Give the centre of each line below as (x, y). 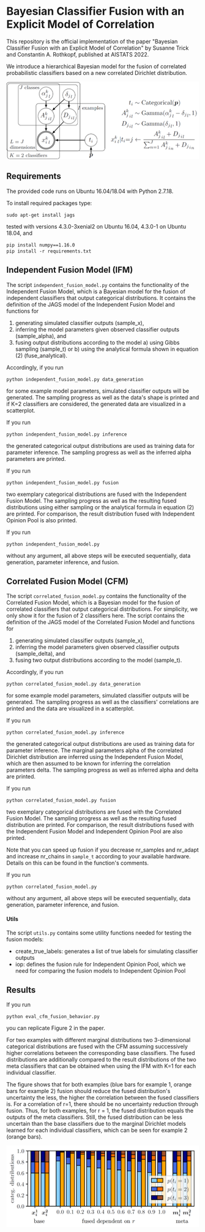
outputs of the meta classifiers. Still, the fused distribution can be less (94, 1117)
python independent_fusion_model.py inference (67, 434)
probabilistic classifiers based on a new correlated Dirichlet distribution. (97, 73)
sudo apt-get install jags (41, 215)
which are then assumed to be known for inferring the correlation (88, 764)
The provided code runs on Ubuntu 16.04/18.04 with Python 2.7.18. (90, 191)
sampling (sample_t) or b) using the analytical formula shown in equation (107, 349)
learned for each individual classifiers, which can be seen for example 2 (97, 1130)
